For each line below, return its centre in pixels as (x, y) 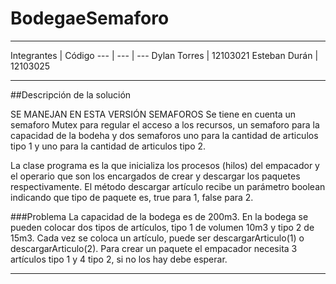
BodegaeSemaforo (90, 18)
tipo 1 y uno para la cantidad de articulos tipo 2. (108, 146)
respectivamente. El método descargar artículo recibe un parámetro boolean (168, 186)
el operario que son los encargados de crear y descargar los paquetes (155, 176)
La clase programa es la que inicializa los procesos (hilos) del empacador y (165, 165)
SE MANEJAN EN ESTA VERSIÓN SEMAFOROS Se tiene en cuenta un (153, 114)
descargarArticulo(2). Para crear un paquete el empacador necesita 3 (154, 248)
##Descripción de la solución (71, 94)
